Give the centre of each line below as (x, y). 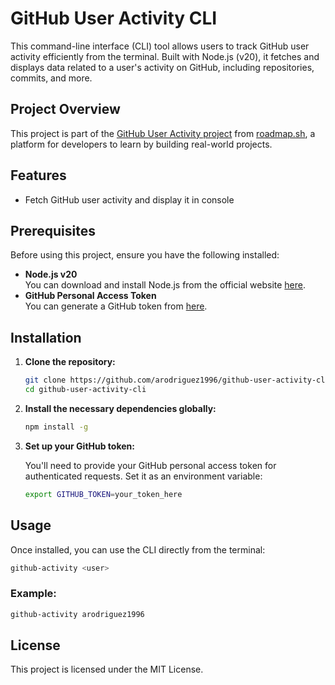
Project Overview (65, 109)
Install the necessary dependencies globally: (120, 408)
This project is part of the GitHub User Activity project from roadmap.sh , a (163, 133)
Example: (33, 594)
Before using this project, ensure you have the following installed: (145, 255)
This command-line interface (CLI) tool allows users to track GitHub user (160, 46)
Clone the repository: (70, 362)
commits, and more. (51, 78)
